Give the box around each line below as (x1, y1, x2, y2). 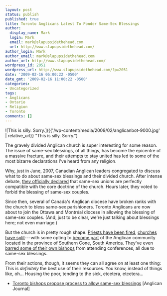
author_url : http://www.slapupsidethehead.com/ (5, 58, 106, 63)
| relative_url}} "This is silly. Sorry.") (5, 132, 78, 138)
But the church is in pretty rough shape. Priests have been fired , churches (5, 229, 157, 235)
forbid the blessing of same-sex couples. (5, 189, 90, 195)
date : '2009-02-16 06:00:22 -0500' (5, 72, 79, 77)
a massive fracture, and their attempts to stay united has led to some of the (5, 153, 160, 159)
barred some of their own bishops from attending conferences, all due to (5, 245, 155, 251)
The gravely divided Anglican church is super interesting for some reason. (5, 142, 158, 148)
